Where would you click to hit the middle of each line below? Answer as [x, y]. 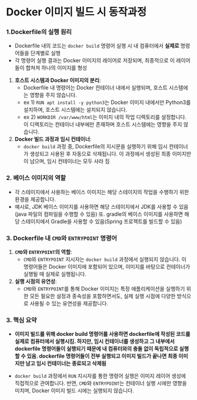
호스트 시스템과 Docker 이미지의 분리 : [58, 81]
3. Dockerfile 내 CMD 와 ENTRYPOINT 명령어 [62, 238]
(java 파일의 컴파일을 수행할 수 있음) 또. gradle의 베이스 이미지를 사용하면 [99, 214]
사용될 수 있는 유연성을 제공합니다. [69, 304]
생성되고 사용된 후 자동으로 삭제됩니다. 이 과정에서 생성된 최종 [100, 154]
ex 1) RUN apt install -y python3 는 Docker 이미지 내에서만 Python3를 [107, 102]
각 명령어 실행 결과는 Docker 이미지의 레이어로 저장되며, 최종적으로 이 [95, 61]
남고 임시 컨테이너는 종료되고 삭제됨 [66, 364]
